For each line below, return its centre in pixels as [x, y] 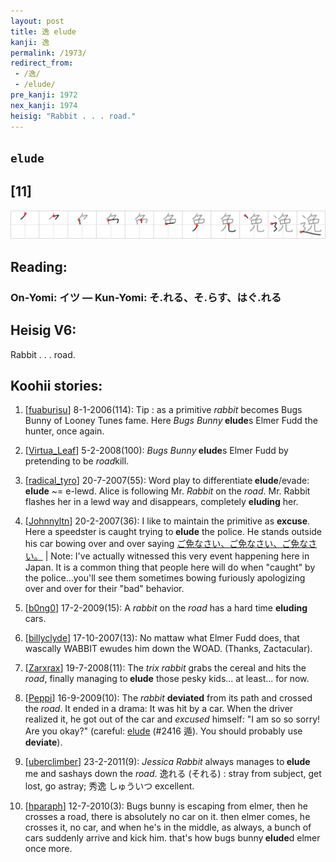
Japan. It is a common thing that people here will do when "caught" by [170, 567]
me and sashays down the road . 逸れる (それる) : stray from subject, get [173, 774]
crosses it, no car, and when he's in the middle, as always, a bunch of [168, 827]
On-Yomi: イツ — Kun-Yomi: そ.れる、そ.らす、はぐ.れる [146, 297]
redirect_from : [42, 63]
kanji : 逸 [30, 42]
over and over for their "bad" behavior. [104, 589]
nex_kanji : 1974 [44, 105]
